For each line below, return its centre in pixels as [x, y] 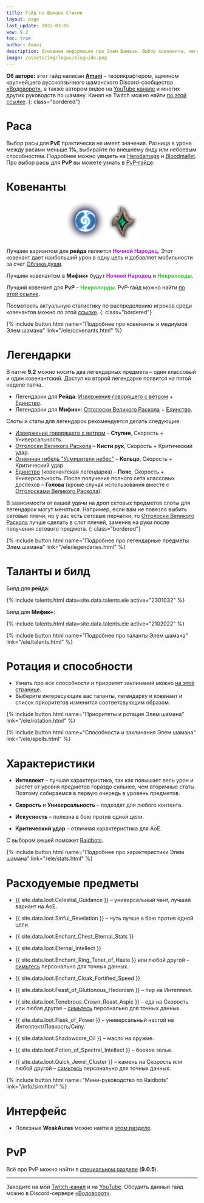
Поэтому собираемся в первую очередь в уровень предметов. [97, 793]
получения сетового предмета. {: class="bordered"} [73, 528]
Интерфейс [37, 1111]
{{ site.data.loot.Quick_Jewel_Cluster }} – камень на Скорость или [99, 1062]
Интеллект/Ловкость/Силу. [50, 1027]
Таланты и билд [49, 571]
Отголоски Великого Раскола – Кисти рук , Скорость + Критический [104, 446]
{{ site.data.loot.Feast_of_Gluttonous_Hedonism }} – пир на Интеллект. [104, 990]
